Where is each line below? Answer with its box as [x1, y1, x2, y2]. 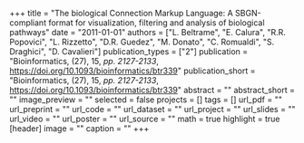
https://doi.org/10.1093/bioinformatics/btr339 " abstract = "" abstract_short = [9, 85, 296, 95]
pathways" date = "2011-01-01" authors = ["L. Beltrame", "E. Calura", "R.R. [9, 27, 286, 37]
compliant [9, 17, 47, 28]
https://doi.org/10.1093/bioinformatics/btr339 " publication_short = [9, 65, 256, 76]
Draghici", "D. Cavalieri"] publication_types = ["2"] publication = [9, 46, 249, 57]
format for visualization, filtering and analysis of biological [48, 17, 265, 28]
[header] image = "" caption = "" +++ [9, 123, 150, 134]
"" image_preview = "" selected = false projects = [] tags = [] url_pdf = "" [9, 94, 283, 105]
